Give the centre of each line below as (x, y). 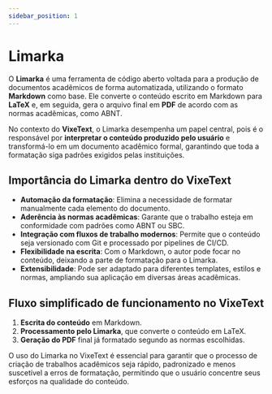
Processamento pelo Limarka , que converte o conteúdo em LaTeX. (133, 331)
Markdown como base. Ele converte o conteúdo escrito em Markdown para (135, 96)
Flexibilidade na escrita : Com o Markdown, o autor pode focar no (130, 252)
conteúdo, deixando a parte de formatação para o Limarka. (119, 260)
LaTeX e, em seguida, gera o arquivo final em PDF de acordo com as (123, 104)
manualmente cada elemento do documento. (95, 209)
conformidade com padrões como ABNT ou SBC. (102, 226)
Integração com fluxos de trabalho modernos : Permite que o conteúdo (140, 234)
